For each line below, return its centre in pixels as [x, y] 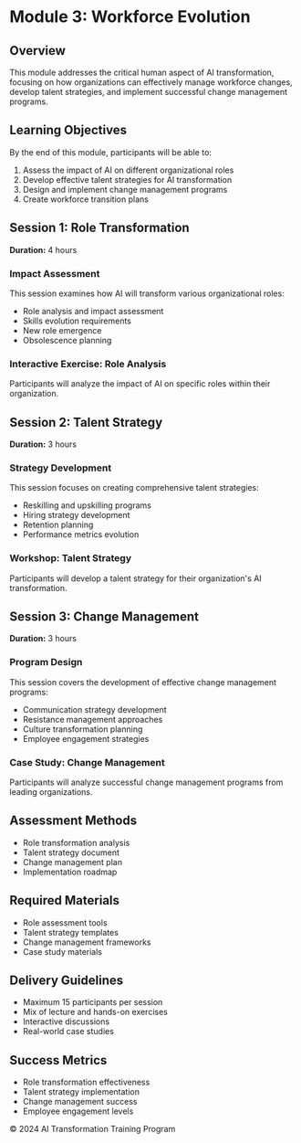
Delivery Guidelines [67, 981]
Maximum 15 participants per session [93, 1002]
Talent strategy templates [70, 932]
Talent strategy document [71, 852]
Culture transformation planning [83, 729]
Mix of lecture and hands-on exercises [95, 1012]
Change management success [80, 1102]
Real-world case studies [68, 1032]
